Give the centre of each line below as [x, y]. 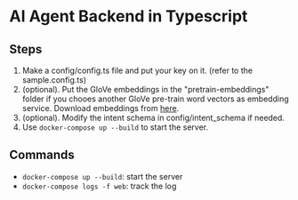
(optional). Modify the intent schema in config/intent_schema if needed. [153, 118]
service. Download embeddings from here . [101, 108]
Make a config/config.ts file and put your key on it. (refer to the [137, 70]
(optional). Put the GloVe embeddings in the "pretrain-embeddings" [145, 89]
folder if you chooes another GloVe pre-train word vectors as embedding [155, 99]
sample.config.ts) [54, 80]
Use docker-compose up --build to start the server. [115, 127]
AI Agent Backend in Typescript [129, 16]
